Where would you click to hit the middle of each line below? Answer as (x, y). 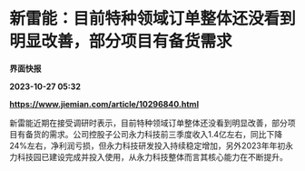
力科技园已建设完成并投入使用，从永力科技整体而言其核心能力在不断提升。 (148, 156)
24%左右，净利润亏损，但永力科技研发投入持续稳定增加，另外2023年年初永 (151, 146)
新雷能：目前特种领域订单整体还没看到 (153, 19)
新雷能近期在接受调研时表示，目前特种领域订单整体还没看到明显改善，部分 (148, 123)
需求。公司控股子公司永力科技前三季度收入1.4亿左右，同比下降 (166, 134)
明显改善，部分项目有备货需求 (121, 41)
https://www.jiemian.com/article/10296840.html (104, 104)
